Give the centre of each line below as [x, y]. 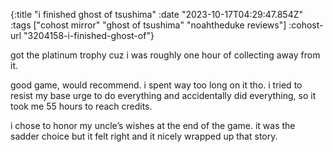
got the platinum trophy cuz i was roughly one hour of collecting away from [165, 55]
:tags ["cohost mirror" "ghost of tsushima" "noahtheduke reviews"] [148, 25]
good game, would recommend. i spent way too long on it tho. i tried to [156, 85]
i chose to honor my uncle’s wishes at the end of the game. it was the [153, 125]
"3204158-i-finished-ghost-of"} [89, 35]
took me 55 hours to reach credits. [81, 106]
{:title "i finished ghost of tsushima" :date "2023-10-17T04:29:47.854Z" [157, 14]
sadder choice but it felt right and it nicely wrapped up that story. [144, 136]
